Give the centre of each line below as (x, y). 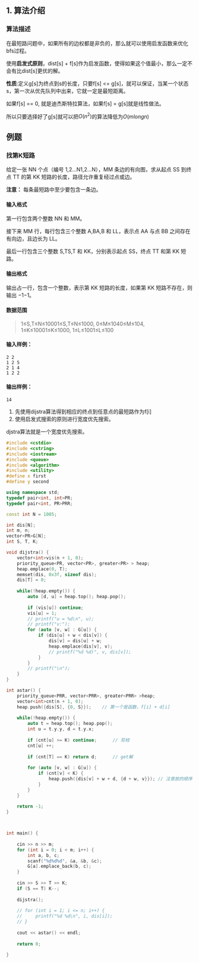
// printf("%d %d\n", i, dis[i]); (65, 916)
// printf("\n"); (49, 668)
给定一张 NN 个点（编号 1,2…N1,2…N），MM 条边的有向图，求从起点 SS (93, 170)
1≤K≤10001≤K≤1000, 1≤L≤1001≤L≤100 (67, 330)
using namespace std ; (33, 493)
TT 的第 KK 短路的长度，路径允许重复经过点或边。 (74, 177)
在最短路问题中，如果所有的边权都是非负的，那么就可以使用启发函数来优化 (97, 43)
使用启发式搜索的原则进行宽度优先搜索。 (64, 419)
